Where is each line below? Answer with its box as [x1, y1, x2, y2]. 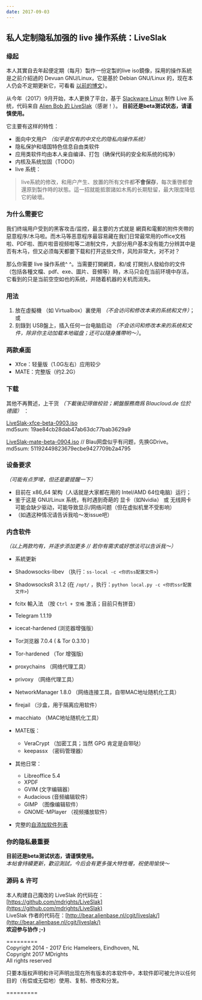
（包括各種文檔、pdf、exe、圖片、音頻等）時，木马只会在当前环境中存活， [6, 267, 192, 275]
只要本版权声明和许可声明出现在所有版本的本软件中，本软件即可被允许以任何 [6, 969, 196, 977]
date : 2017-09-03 [6, 8, 50, 15]
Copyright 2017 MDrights [6, 950, 69, 958]
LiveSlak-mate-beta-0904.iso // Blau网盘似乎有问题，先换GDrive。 [6, 438, 172, 445]
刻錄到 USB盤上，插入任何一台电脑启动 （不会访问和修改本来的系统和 [14, 322, 188, 329]
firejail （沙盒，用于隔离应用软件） [14, 701, 100, 708]
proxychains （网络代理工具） [14, 663, 89, 670]
